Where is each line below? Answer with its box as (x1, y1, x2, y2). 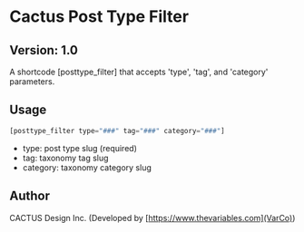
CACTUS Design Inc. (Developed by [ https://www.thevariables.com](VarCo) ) (9, 212, 296, 223)
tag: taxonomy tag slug (22, 152, 109, 163)
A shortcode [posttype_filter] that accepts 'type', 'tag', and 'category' (9, 66, 269, 77)
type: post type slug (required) (22, 142, 138, 153)
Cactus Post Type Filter (9, 6, 189, 27)
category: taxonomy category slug (22, 161, 152, 173)
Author (9, 188, 50, 204)
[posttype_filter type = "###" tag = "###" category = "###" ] (9, 126, 225, 135)
